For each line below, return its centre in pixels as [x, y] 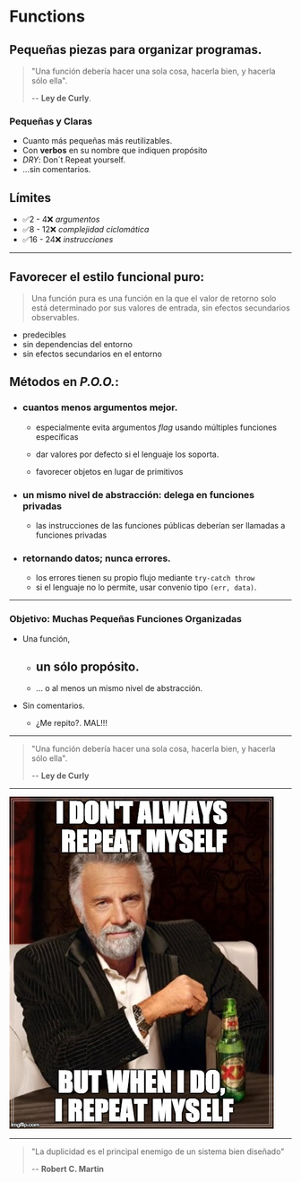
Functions [47, 17]
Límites [30, 198]
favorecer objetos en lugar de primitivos [109, 471]
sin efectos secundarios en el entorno [92, 354]
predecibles [44, 335]
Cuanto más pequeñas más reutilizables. [97, 141]
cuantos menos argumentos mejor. [100, 407]
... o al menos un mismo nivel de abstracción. [119, 688]
